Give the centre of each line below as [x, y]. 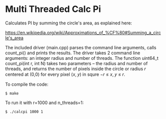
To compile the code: [27, 84]
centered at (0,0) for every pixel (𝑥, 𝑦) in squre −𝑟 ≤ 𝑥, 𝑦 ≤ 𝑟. [65, 74]
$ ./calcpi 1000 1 [24, 112]
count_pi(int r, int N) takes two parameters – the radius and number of [77, 63]
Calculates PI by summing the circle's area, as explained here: [69, 23]
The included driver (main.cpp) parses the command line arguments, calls [81, 47]
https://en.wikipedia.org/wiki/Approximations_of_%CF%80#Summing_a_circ [83, 32]
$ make [12, 93]
